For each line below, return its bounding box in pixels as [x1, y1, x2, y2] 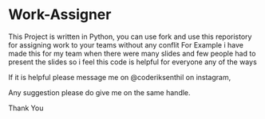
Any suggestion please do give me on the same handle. [8, 87, 191, 97]
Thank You [8, 103, 44, 113]
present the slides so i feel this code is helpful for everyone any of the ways [8, 57, 257, 67]
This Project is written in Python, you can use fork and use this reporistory [8, 32, 252, 41]
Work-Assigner [8, 6, 112, 24]
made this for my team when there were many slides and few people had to [8, 48, 256, 58]
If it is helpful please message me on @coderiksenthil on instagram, [8, 72, 231, 82]
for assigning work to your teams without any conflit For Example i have [8, 40, 243, 49]
